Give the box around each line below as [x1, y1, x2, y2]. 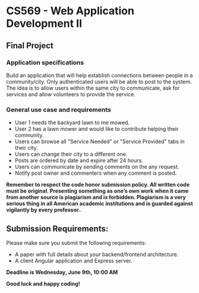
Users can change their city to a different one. [14, 150, 128, 158]
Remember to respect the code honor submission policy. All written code [6, 181, 190, 188]
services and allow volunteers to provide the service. [6, 90, 135, 97]
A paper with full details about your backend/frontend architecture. [14, 251, 179, 258]
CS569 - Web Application [6, 4, 135, 18]
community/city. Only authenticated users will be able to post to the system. [6, 78, 192, 85]
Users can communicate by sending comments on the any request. [14, 163, 179, 171]
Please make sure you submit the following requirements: [6, 239, 147, 246]
